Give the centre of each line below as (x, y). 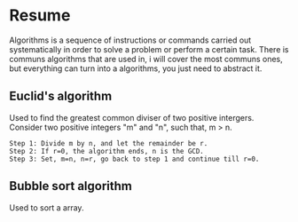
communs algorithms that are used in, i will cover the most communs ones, (146, 59)
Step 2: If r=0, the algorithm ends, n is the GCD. (106, 151)
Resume (40, 16)
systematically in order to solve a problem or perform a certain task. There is (149, 49)
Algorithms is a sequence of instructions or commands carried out (130, 40)
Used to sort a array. (47, 207)
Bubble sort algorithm (71, 186)
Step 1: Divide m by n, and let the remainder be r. (109, 143)
